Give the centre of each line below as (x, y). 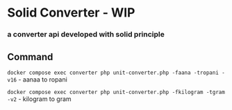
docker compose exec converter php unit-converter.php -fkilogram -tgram (116, 92)
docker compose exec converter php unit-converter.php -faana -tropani (113, 73)
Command (30, 57)
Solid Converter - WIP (71, 13)
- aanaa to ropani (43, 79)
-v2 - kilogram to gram (39, 99)
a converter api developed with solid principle (86, 35)
